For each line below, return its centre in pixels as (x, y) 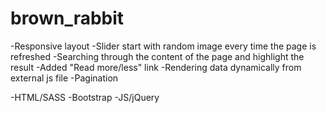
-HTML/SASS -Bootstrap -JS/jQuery (85, 97)
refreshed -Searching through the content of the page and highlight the (157, 56)
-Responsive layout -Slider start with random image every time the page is (163, 46)
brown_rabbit (67, 18)
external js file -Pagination (64, 78)
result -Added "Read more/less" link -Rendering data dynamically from (156, 67)
